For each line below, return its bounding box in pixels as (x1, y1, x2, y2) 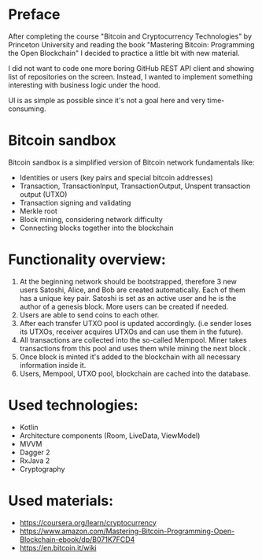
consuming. (8, 104, 46, 113)
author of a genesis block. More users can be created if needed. (19, 302, 229, 311)
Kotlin (19, 422, 39, 432)
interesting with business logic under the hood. (8, 80, 161, 90)
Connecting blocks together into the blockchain (19, 223, 174, 232)
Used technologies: (8, 396, 139, 414)
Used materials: (8, 491, 114, 510)
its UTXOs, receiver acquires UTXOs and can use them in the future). (19, 327, 244, 336)
